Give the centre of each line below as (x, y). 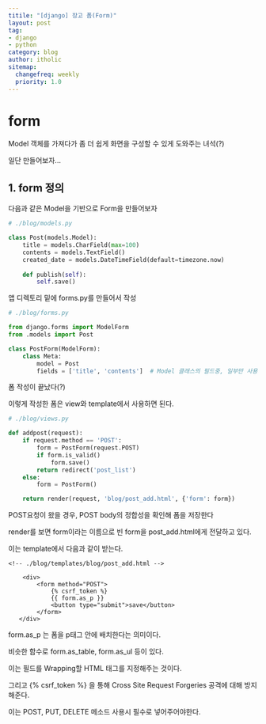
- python (23, 45)
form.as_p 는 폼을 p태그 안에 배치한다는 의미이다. (84, 635)
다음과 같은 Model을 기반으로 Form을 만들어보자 (83, 208)
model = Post (58, 364)
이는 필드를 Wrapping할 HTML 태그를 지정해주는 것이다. (95, 669)
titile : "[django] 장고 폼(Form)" (63, 15)
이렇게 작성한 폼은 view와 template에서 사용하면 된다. (91, 404)
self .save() (57, 282)
